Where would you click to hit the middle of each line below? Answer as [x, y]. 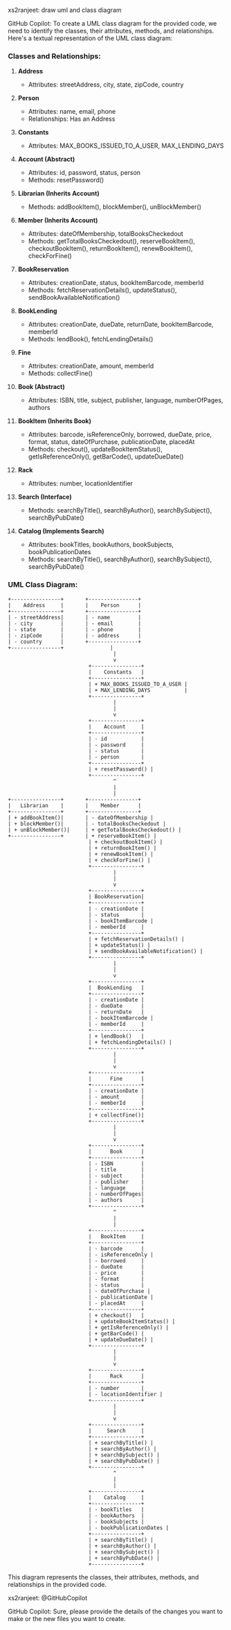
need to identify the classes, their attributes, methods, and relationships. [111, 31]
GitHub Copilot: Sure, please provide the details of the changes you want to [115, 1611]
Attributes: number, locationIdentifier [81, 483]
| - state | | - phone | [74, 629]
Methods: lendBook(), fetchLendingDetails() [91, 339]
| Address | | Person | [74, 605]
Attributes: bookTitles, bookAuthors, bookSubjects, [101, 544]
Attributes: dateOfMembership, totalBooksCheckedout [106, 234]
